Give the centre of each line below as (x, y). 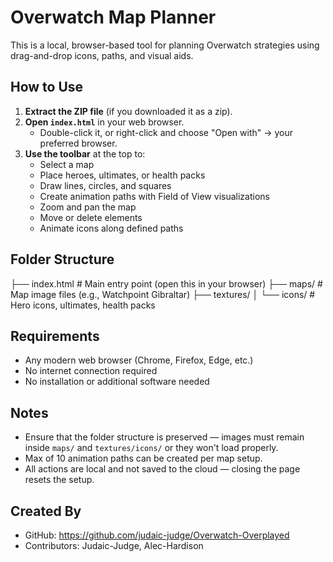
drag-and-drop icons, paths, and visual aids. (102, 55)
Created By (46, 511)
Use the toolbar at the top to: (85, 153)
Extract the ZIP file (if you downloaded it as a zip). (128, 111)
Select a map (67, 164)
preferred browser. (78, 143)
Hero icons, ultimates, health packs (83, 305)
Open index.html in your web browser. (104, 122)
